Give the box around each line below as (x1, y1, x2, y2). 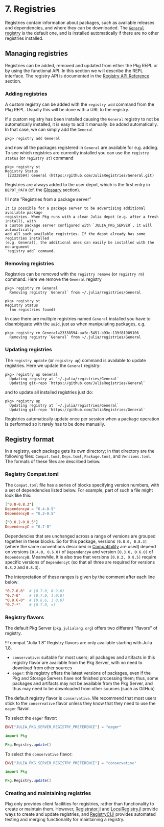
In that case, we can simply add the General (5, 126, 94, 133)
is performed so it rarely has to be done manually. (5, 421, 105, 427)
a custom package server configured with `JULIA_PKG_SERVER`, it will (5, 223, 152, 228)
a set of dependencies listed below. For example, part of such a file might (5, 487, 153, 493)
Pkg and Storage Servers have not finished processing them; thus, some (12, 675, 159, 681)
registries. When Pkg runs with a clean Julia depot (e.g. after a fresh (5, 215, 159, 219)
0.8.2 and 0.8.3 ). (5, 564, 40, 570)
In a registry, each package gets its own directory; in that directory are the (5, 448, 155, 454)
